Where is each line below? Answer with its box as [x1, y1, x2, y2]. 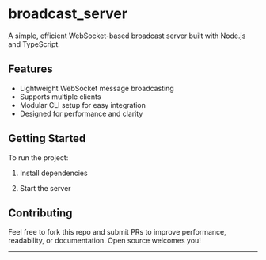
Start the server [19, 183, 71, 193]
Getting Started [8, 132, 86, 145]
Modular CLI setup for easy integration [19, 100, 146, 109]
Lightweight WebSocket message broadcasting [19, 83, 174, 93]
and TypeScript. [8, 39, 61, 48]
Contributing [8, 206, 73, 220]
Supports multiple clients [19, 92, 101, 101]
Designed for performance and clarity [19, 109, 143, 118]
